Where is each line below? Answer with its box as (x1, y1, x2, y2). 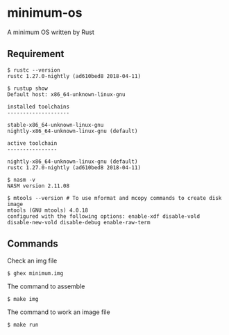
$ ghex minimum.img (7, 270, 64, 276)
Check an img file (7, 256, 58, 265)
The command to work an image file (7, 308, 110, 316)
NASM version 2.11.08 (7, 182, 70, 189)
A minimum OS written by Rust (7, 28, 95, 36)
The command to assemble (7, 282, 85, 290)
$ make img (7, 295, 39, 302)
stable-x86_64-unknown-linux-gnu (7, 121, 104, 128)
